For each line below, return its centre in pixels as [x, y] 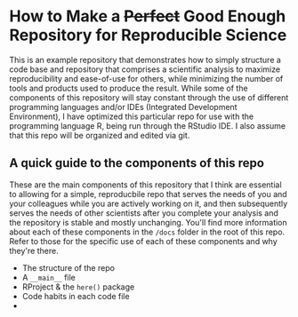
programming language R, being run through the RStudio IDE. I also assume [148, 125]
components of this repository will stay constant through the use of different [149, 97]
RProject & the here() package [78, 287]
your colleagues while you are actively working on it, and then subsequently [149, 203]
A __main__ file [48, 277]
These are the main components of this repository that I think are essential [145, 185]
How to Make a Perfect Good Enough [148, 16]
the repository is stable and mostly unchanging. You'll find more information [148, 222]
